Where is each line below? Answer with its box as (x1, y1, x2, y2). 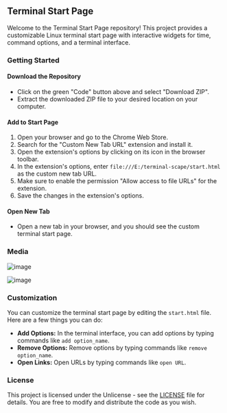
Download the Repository (7, 72, 81, 81)
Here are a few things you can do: (7, 316, 103, 324)
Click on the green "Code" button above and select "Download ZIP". (16, 87, 209, 95)
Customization (7, 293, 58, 303)
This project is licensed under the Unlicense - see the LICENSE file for (7, 391, 205, 399)
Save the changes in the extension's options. (16, 191, 144, 200)
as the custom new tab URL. (16, 169, 97, 178)
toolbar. (16, 155, 39, 163)
